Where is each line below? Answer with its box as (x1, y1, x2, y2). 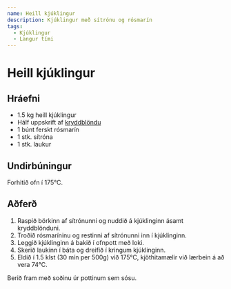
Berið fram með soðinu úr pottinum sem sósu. (7, 273, 137, 282)
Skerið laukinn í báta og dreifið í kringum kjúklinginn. (17, 246, 166, 254)
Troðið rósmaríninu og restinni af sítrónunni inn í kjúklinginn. (17, 231, 188, 239)
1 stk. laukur (17, 140, 52, 149)
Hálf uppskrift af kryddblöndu (17, 118, 101, 127)
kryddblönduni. (17, 224, 61, 232)
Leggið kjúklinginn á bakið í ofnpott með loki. (17, 238, 145, 246)
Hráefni (7, 92, 40, 104)
